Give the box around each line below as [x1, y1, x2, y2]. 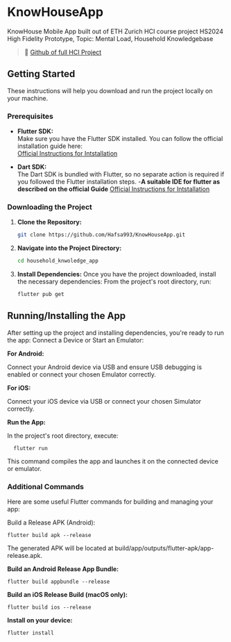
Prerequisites [7, 111, 53, 121]
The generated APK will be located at [7, 544, 114, 552]
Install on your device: [7, 616, 73, 625]
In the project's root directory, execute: [7, 431, 119, 440]
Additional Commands [7, 481, 85, 491]
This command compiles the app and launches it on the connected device [7, 456, 219, 466]
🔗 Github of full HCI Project [24, 48, 102, 56]
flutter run [13, 445, 49, 452]
